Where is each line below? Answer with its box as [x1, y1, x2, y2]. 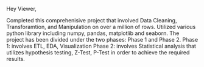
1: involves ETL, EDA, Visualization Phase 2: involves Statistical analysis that [6, 42, 197, 49]
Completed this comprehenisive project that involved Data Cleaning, [6, 17, 177, 24]
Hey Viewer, [6, 5, 37, 12]
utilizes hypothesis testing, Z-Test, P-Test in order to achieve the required [6, 49, 190, 56]
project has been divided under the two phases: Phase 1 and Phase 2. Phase [6, 36, 199, 43]
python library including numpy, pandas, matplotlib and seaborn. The [6, 30, 180, 37]
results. [6, 56, 26, 62]
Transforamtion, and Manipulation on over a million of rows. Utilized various [6, 24, 196, 30]
